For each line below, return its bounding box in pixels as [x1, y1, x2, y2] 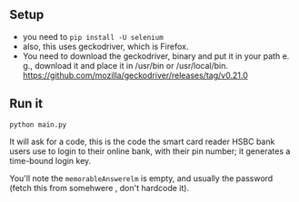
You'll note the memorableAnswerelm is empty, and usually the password [9, 172, 274, 184]
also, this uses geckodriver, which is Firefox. [22, 41, 189, 52]
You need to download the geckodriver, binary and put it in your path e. [22, 50, 290, 62]
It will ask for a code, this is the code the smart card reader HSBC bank [9, 136, 275, 147]
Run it [9, 96, 44, 111]
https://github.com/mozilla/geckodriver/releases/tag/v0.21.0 [22, 70, 248, 81]
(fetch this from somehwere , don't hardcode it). [9, 182, 189, 193]
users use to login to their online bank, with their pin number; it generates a [9, 145, 291, 157]
